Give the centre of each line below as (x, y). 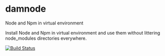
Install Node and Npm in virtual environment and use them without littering (83, 33)
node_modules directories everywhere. (46, 38)
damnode (26, 9)
